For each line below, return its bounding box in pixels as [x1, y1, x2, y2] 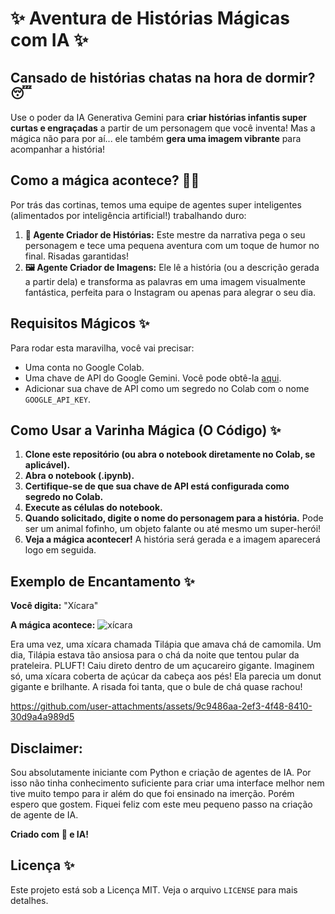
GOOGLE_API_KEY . [24, 393, 92, 405]
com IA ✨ [10, 29, 89, 52]
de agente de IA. [10, 809, 79, 821]
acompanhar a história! [10, 143, 106, 155]
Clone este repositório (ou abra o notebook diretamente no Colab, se [24, 448, 316, 461]
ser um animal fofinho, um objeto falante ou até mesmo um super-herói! [24, 523, 322, 535]
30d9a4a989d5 [10, 711, 75, 723]
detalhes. [10, 894, 49, 906]
